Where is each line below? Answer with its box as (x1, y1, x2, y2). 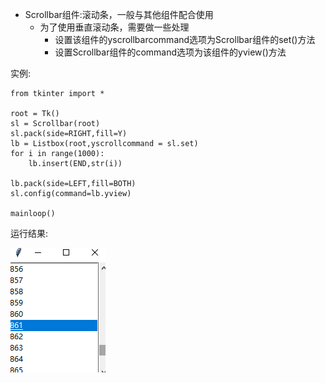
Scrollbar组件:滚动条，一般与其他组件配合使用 (24, 9, 214, 20)
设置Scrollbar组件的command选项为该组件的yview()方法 (54, 46, 287, 58)
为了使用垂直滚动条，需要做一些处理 (39, 21, 190, 33)
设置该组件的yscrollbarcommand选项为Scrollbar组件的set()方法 (54, 34, 316, 45)
